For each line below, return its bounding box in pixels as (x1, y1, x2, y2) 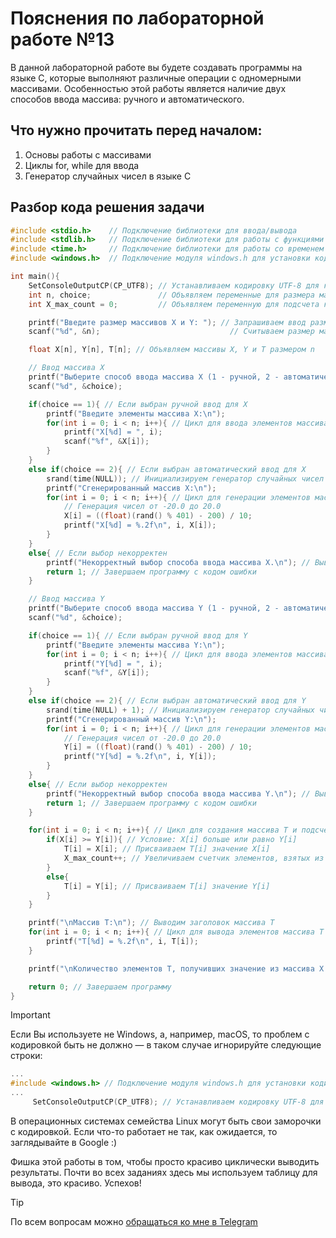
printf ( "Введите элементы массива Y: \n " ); (46, 640, 226, 650)
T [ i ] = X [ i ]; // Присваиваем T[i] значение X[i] (63, 844, 271, 854)
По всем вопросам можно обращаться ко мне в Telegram (10, 1215, 258, 1227)
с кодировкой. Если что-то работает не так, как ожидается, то (10, 1125, 278, 1137)
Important (10, 1009, 51, 1021)
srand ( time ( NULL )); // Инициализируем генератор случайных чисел (46, 473, 325, 484)
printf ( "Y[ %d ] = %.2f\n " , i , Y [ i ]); (63, 752, 217, 762)
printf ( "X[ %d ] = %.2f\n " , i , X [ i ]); (63, 520, 217, 531)
